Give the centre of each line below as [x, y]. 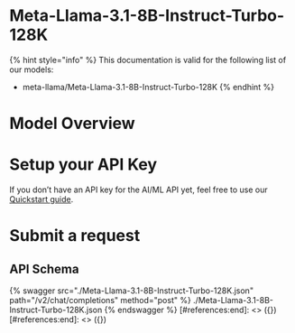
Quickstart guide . [41, 199]
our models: [32, 69]
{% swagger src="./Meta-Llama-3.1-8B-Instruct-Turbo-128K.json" [132, 291]
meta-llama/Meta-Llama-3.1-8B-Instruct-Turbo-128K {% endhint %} [148, 87]
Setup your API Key [83, 165]
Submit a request [75, 236]
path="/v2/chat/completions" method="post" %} [100, 301]
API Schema [44, 268]
